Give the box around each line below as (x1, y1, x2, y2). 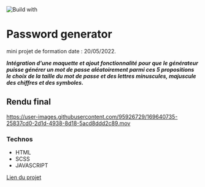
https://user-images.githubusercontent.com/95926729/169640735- (6, 113, 178, 120)
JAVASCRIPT (15, 162, 48, 169)
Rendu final (6, 97, 51, 107)
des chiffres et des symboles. (6, 78, 84, 86)
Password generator (6, 28, 112, 41)
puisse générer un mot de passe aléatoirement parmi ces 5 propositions (6, 66, 195, 73)
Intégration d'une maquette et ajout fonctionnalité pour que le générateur (6, 59, 198, 67)
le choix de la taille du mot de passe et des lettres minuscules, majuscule (6, 72, 196, 80)
